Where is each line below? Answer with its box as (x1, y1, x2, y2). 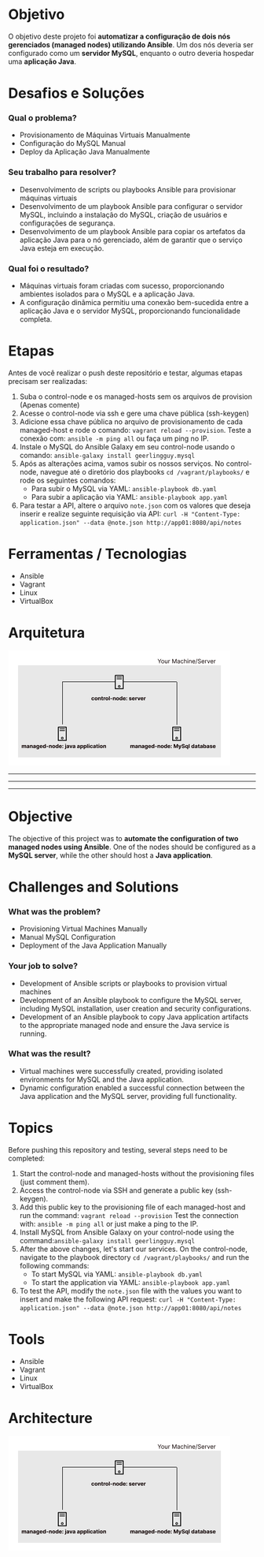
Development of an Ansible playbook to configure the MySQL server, (19, 995, 243, 1004)
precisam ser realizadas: (8, 376, 88, 386)
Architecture (8, 1409, 93, 1427)
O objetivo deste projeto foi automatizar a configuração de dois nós (8, 32, 231, 41)
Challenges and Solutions (8, 877, 179, 896)
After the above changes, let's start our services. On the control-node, (19, 1244, 247, 1253)
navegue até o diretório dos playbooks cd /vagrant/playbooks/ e (40, 467, 250, 476)
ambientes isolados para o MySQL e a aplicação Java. (19, 289, 195, 299)
